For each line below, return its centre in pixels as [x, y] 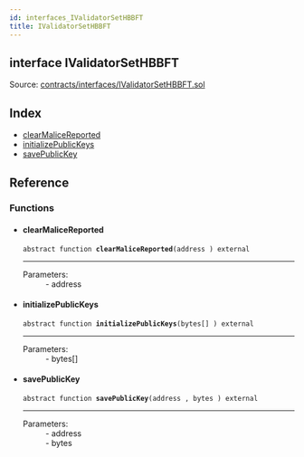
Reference [39, 182]
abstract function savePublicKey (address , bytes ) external [140, 399]
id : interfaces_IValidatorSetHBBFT [76, 18]
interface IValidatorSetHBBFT [94, 63]
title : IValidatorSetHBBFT [60, 26]
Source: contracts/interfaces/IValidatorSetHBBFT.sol [107, 85]
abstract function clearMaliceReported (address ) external [136, 249]
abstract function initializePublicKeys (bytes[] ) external [138, 324]
